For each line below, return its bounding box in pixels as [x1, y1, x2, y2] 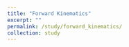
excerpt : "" [7, 17, 42, 23]
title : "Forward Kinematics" [7, 10, 92, 17]
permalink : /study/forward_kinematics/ [7, 23, 123, 30]
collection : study [7, 29, 60, 37]
